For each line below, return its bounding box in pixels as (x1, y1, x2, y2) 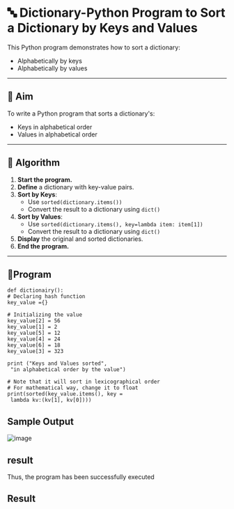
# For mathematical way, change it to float (7, 384, 139, 391)
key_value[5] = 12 (7, 329, 61, 337)
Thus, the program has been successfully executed (7, 473, 155, 481)
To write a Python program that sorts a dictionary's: (7, 109, 155, 118)
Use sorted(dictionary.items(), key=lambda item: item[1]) (27, 219, 203, 228)
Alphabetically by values (17, 64, 88, 72)
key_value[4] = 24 (7, 336, 61, 343)
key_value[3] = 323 (7, 348, 64, 355)
